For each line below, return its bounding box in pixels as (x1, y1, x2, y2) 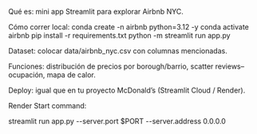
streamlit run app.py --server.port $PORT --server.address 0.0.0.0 (8, 116, 226, 126)
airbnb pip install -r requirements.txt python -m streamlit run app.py (8, 31, 231, 40)
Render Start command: (8, 101, 87, 110)
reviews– (215, 61, 245, 71)
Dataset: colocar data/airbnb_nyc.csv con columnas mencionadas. (8, 46, 227, 55)
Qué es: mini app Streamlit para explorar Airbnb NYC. (8, 7, 184, 16)
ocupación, (8, 70, 45, 79)
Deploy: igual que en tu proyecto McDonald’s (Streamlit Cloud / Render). (8, 85, 246, 95)
